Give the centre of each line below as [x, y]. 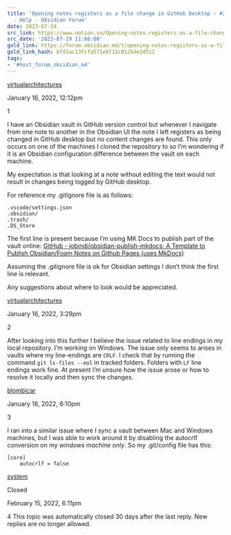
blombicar [21, 390]
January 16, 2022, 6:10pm [44, 403]
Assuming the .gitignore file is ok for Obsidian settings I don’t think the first [113, 266]
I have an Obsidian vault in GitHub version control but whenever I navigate [112, 124]
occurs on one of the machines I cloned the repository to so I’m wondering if [115, 146]
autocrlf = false [44, 463]
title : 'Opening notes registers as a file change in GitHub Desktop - [112, 13]
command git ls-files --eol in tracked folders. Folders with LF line [104, 362]
